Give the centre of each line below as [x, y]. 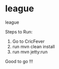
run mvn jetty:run [30, 52]
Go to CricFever [28, 41]
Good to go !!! [19, 61]
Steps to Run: [19, 32]
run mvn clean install [33, 46]
